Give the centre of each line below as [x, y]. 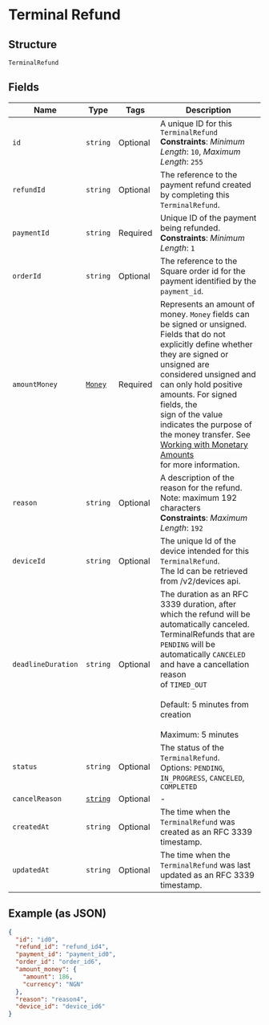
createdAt [31, 827]
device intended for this [205, 551]
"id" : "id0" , [37, 940]
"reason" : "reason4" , [52, 999]
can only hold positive [201, 384]
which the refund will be [205, 614]
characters [181, 507]
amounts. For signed [199, 394]
